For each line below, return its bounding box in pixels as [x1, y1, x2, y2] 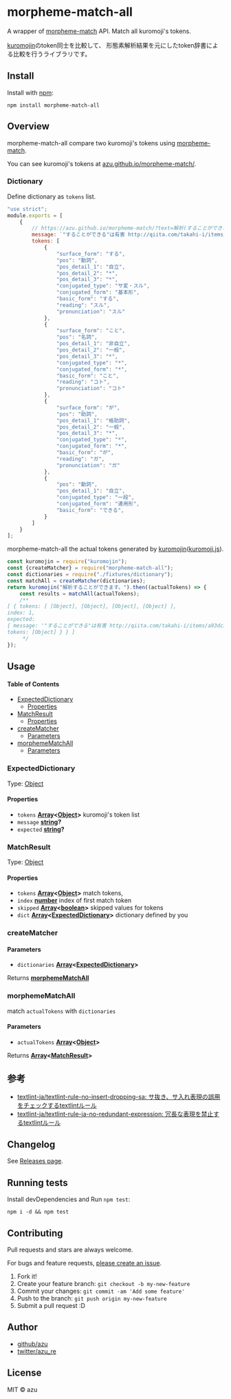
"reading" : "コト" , [56, 378, 110, 386]
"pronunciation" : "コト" [56, 385, 126, 392]
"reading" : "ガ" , [56, 456, 105, 462]
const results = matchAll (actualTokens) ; [19, 590, 140, 597]
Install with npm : [7, 88, 54, 96]
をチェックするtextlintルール [16, 1101, 98, 1110]
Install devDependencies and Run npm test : [7, 1195, 131, 1203]
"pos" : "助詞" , [56, 411, 98, 418]
